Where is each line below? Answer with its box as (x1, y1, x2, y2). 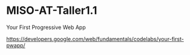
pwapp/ (6, 42, 25, 49)
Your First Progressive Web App (6, 24, 86, 31)
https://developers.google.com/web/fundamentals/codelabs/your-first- (6, 35, 185, 42)
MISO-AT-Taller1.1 (6, 4, 97, 18)
